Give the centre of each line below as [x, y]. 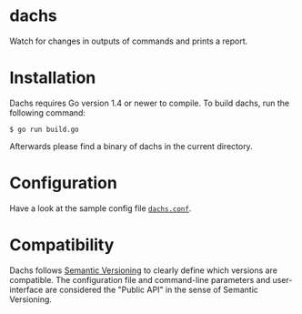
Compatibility [62, 245]
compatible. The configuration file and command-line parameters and [140, 279]
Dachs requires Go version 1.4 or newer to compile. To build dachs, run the [149, 103]
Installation [53, 78]
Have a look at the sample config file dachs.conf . [101, 208]
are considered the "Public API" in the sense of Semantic [152, 289]
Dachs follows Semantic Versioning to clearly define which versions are [143, 270]
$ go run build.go [44, 129]
